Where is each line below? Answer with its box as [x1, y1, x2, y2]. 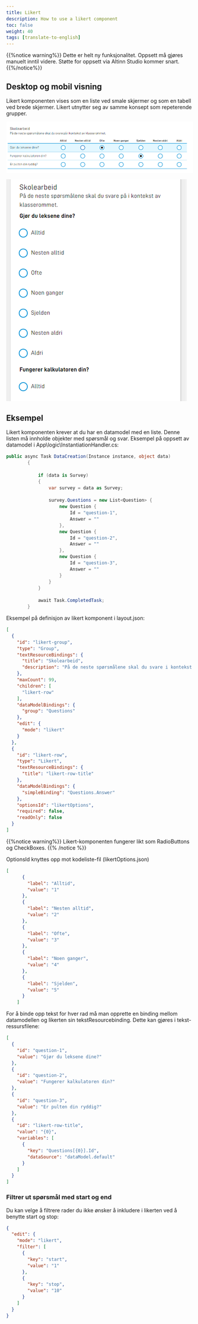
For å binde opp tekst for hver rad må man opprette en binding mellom [6, 1010, 178, 1018]
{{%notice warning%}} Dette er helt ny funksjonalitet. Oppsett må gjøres [6, 52, 183, 59]
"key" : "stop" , [27, 1281, 65, 1288]
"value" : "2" [27, 912, 60, 918]
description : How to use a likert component [6, 15, 118, 22]
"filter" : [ [17, 1244, 46, 1250]
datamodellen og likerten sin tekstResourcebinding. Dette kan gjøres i [6, 1016, 176, 1024]
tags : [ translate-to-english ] [6, 34, 81, 41]
